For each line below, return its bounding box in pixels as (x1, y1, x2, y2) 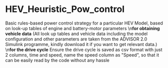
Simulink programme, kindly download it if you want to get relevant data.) (5, 41, 157, 47)
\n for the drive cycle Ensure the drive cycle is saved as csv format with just (5, 46, 162, 52)
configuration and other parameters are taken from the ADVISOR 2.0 (5, 36, 147, 42)
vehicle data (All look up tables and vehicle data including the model (5, 30, 148, 36)
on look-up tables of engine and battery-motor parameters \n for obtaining (5, 25, 160, 31)
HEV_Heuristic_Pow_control (5, 3, 125, 15)
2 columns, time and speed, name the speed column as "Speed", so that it (5, 51, 159, 58)
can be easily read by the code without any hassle (5, 57, 110, 63)
